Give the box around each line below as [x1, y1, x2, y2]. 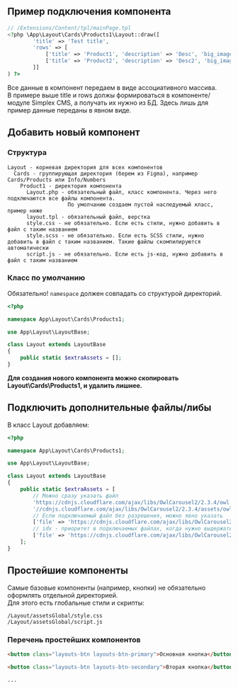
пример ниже [7, 207, 42, 215]
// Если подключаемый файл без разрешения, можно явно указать [33, 512, 223, 519]
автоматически [7, 244, 50, 251]
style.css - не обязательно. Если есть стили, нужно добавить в [25, 220, 220, 227]
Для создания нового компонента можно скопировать [7, 373, 179, 382]
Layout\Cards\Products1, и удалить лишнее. [7, 381, 143, 389]
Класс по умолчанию [7, 273, 86, 283]
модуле [7, 98, 30, 107]
